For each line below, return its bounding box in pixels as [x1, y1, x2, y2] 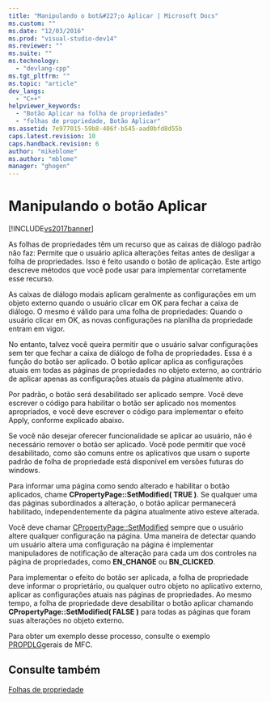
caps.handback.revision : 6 [8, 139, 100, 148]
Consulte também [8, 663, 101, 677]
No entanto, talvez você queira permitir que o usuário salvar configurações [8, 340, 259, 349]
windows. [8, 466, 40, 476]
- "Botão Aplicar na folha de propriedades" [15, 110, 168, 118]
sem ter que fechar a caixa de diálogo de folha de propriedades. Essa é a [8, 349, 252, 358]
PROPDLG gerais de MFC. [8, 640, 93, 649]
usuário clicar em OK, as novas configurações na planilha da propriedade [8, 315, 253, 325]
